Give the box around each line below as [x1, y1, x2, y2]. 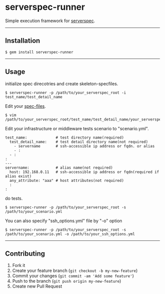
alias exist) [5, 174, 32, 178]
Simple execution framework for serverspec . [5, 18, 95, 24]
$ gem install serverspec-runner [5, 50, 74, 55]
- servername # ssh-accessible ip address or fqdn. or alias [14, 144, 155, 148]
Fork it [12, 263, 26, 268]
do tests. [5, 195, 23, 201]
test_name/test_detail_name [5, 94, 63, 99]
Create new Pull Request [12, 283, 62, 289]
